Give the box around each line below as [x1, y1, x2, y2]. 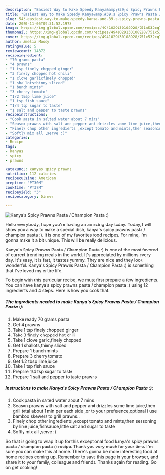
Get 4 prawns [12, 321, 41, 327]
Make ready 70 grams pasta [12, 316, 70, 322]
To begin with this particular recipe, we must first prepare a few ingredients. [5, 277, 159, 283]
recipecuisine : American [5, 176, 56, 181]
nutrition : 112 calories [5, 171, 56, 176]
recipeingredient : [5, 53, 43, 58]
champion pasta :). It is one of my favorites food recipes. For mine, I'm [5, 232, 147, 238]
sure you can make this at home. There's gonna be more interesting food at [5, 448, 158, 454]
